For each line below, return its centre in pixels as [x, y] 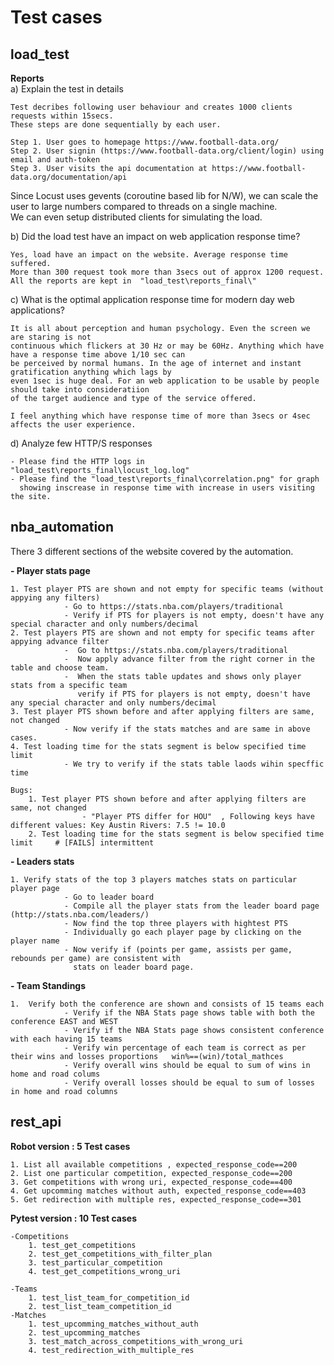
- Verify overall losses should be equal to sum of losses [189, 1082]
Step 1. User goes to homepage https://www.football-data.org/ [145, 142]
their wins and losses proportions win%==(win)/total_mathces [147, 1056]
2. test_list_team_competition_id [100, 1306]
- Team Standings [48, 985]
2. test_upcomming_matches [84, 1332]
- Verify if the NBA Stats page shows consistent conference [194, 1030]
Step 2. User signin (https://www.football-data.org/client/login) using [167, 151]
